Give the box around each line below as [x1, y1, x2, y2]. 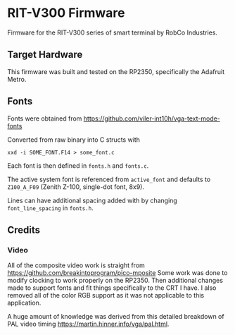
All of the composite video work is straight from [7, 261, 146, 269]
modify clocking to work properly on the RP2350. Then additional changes [7, 276, 224, 285]
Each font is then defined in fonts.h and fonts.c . [7, 161, 149, 170]
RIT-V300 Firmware [7, 5, 125, 21]
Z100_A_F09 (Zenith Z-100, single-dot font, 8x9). [7, 182, 144, 191]
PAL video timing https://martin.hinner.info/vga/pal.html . [7, 319, 170, 329]
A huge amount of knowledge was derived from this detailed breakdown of [7, 312, 224, 321]
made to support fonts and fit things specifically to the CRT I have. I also [7, 284, 217, 292]
